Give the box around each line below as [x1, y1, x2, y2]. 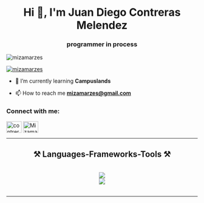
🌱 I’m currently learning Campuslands [15, 77, 111, 84]
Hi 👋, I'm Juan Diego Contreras [23, 5, 181, 19]
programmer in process [66, 40, 138, 49]
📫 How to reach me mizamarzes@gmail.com [15, 89, 132, 97]
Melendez [76, 18, 128, 32]
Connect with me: [6, 107, 60, 115]
